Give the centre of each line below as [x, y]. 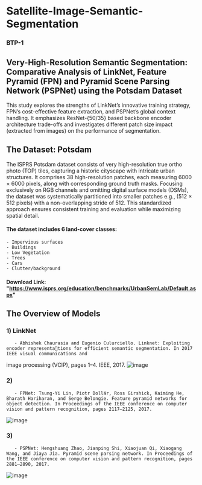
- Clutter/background [33, 268]
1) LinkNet [21, 331]
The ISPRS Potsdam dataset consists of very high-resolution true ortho [94, 164]
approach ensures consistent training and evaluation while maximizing [93, 209]
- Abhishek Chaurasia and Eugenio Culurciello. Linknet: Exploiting [102, 343]
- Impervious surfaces [35, 242]
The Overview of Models [53, 313]
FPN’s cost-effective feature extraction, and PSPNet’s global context [91, 111]
